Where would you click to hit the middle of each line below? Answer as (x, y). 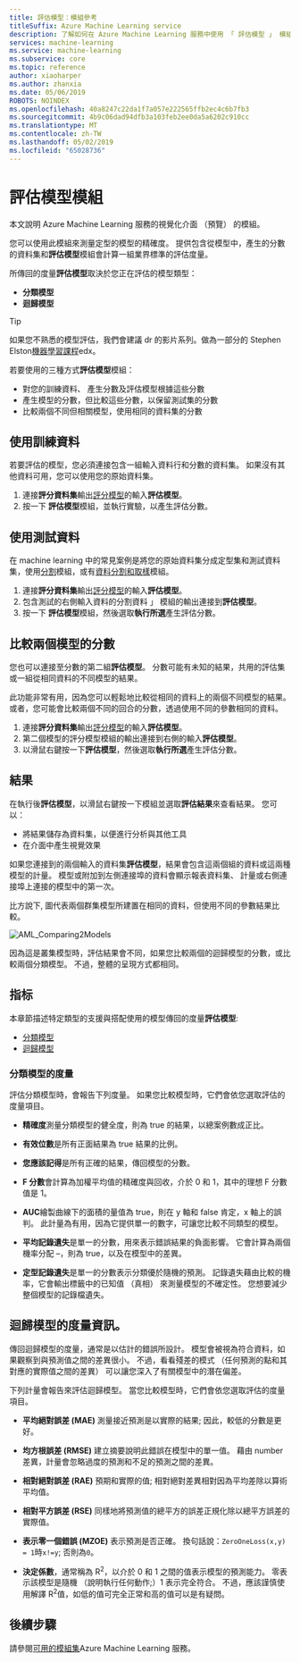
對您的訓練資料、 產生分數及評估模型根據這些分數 (113, 389)
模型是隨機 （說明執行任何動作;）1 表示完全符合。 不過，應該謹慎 (158, 1582)
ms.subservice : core (48, 59)
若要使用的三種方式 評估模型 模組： (72, 369)
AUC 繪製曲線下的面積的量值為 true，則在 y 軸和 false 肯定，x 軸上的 (148, 1212)
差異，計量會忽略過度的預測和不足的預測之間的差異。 (120, 1461)
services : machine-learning (62, 42)
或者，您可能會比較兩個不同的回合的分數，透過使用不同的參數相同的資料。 (146, 708)
